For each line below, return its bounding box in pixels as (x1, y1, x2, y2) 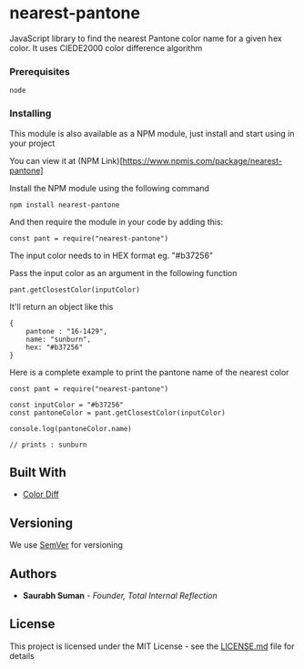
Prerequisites (9, 65, 70, 77)
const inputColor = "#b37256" (9, 400, 125, 409)
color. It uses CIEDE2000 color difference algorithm (9, 42, 203, 53)
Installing (9, 108, 52, 120)
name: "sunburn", (25, 334, 92, 344)
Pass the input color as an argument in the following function (9, 267, 238, 278)
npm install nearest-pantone (9, 200, 120, 210)
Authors (9, 566, 57, 582)
